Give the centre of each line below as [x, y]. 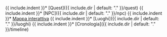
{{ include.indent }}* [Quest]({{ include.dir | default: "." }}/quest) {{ [74, 8]
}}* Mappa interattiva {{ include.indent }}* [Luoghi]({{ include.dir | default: [82, 18]
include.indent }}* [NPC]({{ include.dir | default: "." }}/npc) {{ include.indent [84, 13]
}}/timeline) [17, 29]
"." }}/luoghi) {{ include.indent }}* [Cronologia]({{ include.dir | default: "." [80, 24]
